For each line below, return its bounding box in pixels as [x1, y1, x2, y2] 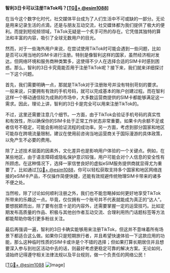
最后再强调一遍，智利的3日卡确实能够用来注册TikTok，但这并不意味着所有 [5, 226, 159, 232]
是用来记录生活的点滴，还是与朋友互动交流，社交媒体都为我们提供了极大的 [5, 22, 160, 28]
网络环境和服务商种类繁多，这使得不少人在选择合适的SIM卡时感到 [18, 58, 155, 64]
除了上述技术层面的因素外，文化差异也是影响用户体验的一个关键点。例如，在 [5, 148, 165, 154]
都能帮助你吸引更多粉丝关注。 [5, 216, 67, 221]
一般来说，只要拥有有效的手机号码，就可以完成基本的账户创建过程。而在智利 [5, 88, 165, 94]
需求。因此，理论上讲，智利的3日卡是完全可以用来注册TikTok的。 [5, 101, 142, 107]
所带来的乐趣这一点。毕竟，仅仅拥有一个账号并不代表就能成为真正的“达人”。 [5, 196, 164, 202]
